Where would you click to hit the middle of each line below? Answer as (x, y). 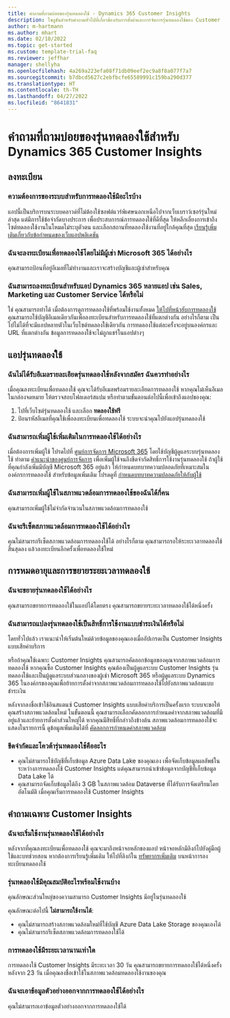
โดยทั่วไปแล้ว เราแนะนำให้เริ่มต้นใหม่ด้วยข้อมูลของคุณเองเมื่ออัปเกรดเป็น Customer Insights (115, 638)
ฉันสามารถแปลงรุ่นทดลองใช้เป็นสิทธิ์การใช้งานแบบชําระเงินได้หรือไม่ (96, 623)
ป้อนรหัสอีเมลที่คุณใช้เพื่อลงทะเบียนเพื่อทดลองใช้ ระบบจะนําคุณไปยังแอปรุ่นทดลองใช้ (112, 419)
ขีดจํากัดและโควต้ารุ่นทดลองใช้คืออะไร (57, 745)
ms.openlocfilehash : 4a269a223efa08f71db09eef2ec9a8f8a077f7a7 (100, 71)
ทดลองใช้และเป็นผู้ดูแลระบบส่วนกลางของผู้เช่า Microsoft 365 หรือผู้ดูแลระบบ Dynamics (112, 675)
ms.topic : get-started (40, 45)
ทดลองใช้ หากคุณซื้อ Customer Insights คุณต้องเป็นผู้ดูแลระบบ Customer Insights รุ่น (113, 667)
